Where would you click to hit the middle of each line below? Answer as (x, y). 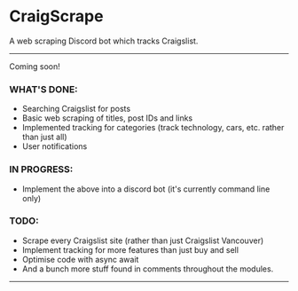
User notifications (55, 146)
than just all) (45, 137)
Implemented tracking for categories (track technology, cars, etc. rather (153, 128)
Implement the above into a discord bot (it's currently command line (146, 189)
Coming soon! (35, 66)
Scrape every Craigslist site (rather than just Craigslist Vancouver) (143, 240)
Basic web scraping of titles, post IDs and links (107, 118)
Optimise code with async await (80, 259)
